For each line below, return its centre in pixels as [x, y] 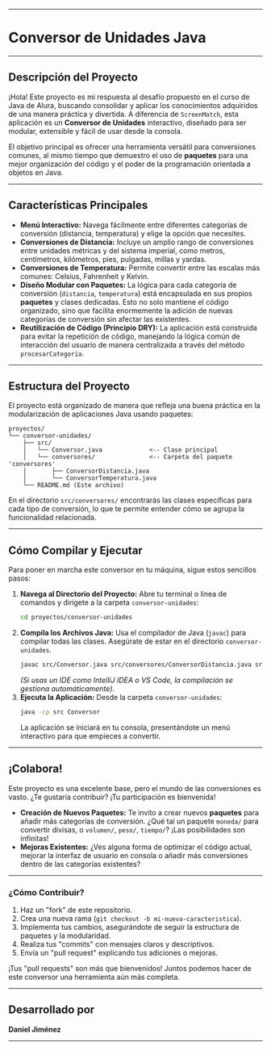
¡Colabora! [35, 769]
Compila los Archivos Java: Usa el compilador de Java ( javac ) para [133, 633]
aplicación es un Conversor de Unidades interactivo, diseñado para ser [127, 123]
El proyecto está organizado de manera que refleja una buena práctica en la [134, 406]
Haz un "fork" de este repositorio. [76, 910]
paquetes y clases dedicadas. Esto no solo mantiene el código [124, 302]
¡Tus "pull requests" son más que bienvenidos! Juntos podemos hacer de [130, 968]
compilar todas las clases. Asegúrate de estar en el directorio [122, 641]
